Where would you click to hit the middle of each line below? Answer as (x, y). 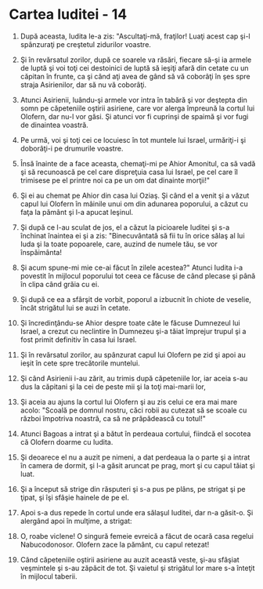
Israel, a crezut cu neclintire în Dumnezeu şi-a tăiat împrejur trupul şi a (133, 331)
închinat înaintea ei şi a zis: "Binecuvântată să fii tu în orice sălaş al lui (132, 235)
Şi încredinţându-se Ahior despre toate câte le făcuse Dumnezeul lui (130, 322)
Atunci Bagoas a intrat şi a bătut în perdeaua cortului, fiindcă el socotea (135, 434)
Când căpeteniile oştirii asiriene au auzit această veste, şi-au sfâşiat (130, 559)
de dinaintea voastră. (54, 125)
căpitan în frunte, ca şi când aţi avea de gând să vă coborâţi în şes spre (135, 76)
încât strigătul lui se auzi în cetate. (75, 307)
